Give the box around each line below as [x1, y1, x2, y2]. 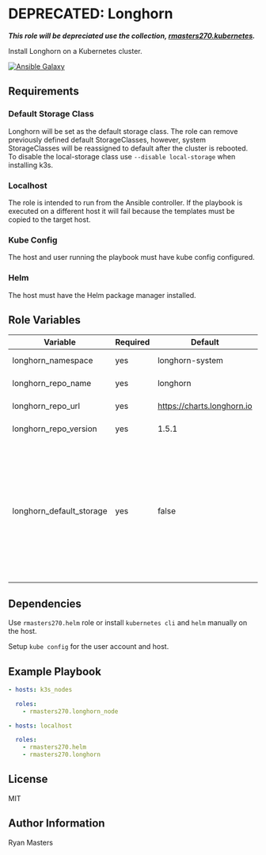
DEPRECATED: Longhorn [8, 5, 173, 23]
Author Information [8, 817, 105, 830]
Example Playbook [8, 665, 101, 678]
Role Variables [8, 313, 81, 326]
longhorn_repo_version [12, 423, 97, 434]
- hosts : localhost [8, 722, 73, 730]
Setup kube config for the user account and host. [8, 642, 169, 651]
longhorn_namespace [12, 355, 93, 366]
